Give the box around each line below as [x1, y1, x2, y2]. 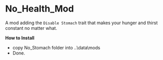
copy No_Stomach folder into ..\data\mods [12, 44, 101, 50]
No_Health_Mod [5, 3, 74, 15]
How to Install [5, 35, 35, 41]
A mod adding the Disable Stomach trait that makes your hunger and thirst [5, 20, 158, 26]
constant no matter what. [5, 25, 57, 31]
